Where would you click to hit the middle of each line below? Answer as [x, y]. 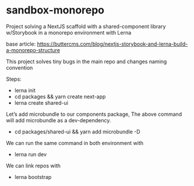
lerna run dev [30, 154]
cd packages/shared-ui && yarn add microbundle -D [77, 132]
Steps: [14, 79]
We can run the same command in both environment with [75, 143]
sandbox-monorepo [55, 10]
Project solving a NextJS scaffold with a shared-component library [86, 26]
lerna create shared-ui [41, 102]
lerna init [25, 90]
